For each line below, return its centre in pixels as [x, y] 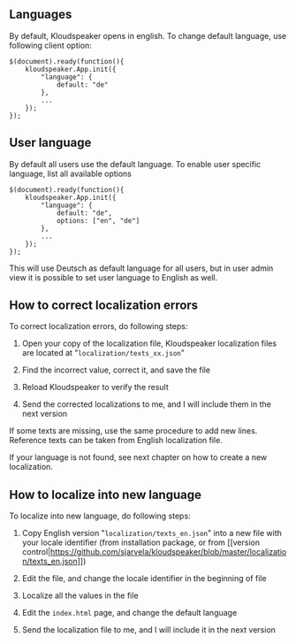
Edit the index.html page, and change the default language [129, 613]
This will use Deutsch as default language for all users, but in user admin [141, 268]
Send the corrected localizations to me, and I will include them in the [146, 404]
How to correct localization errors [104, 306]
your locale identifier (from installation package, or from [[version [141, 542]
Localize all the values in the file [80, 595]
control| [36, 552]
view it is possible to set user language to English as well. [114, 277]
